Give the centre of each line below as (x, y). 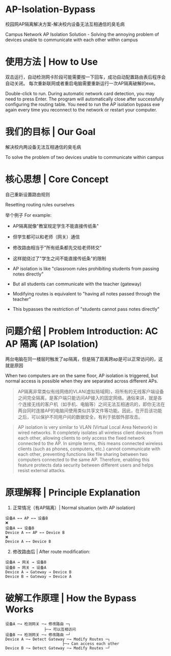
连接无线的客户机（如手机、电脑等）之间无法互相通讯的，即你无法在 (94, 404)
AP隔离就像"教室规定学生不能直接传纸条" (56, 226)
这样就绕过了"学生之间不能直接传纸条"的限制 (59, 258)
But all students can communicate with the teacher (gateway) (77, 284)
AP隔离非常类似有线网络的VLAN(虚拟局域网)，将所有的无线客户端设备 (91, 391)
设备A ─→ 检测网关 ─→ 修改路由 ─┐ (38, 624)
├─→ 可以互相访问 (60, 629)
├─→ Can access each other (91, 644)
